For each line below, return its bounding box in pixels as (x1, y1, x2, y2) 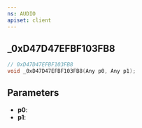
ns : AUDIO (7, 10, 36, 17)
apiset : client (7, 17, 52, 24)
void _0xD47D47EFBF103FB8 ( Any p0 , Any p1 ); (7, 68, 136, 75)
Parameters (7, 87, 59, 99)
